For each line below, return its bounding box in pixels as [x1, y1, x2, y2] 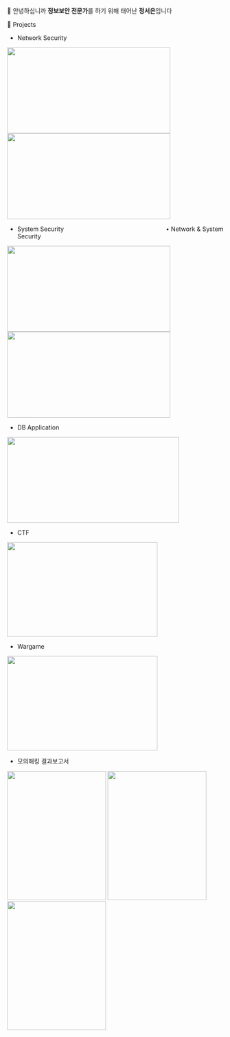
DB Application [16, 423, 60, 432]
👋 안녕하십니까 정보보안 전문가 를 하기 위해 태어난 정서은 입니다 [7, 7, 172, 14]
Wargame [16, 643, 45, 650]
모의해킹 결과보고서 [16, 757, 69, 765]
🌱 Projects [7, 21, 36, 28]
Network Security [16, 34, 67, 42]
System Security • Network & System [16, 225, 224, 233]
